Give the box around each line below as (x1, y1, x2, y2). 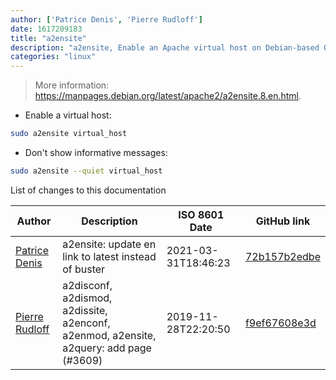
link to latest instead (62, 249, 157, 263)
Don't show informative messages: (24, 147, 168, 158)
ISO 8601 (178, 207, 225, 221)
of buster (62, 262, 106, 276)
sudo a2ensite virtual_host (10, 129, 128, 139)
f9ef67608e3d (244, 316, 317, 330)
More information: (34, 79, 110, 91)
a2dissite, (62, 303, 108, 317)
